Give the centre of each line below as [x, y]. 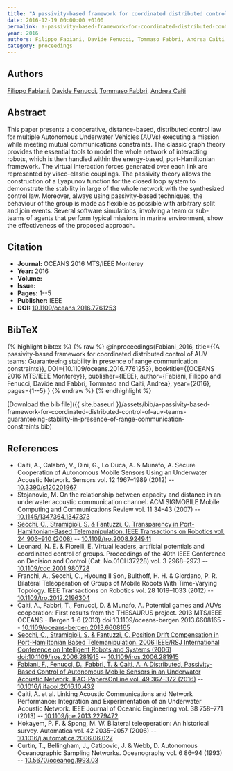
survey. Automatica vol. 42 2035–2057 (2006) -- [87, 731]
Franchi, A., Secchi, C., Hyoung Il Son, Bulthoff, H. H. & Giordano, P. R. [117, 576]
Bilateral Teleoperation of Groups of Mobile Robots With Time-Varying [117, 583]
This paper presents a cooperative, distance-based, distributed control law [114, 129]
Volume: [30, 279]
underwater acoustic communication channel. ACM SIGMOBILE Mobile [118, 502]
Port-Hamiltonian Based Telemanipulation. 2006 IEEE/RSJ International [118, 642]
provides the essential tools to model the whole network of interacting [107, 151]
